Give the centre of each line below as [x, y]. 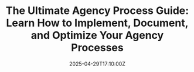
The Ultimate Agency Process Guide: [97, 11]
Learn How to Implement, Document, [97, 23]
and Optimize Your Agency [97, 35]
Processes [97, 48]
